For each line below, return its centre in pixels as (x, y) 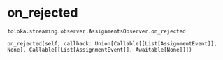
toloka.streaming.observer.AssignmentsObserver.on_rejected (97, 31)
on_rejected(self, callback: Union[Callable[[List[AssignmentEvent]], (112, 43)
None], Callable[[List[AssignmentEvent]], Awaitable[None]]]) (100, 50)
